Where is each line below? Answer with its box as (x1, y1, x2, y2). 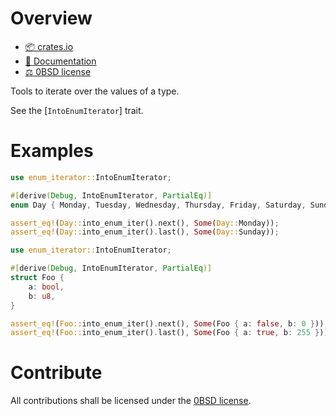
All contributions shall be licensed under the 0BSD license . (10, 395, 252, 407)
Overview (10, 7, 93, 30)
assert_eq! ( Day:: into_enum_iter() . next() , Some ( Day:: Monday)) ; (10, 218, 280, 228)
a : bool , (28, 282, 65, 292)
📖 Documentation (24, 55, 97, 67)
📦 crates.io (24, 40, 74, 52)
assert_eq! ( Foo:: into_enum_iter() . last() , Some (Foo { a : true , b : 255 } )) (10, 328, 329, 338)
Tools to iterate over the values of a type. (10, 85, 180, 97)
